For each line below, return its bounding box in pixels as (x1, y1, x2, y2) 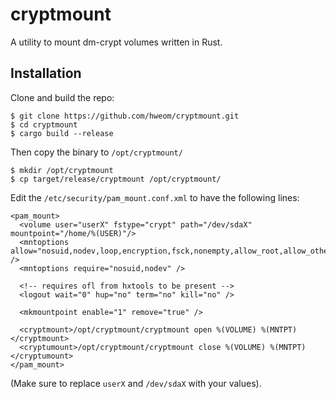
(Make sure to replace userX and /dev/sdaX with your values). (10, 377, 262, 389)
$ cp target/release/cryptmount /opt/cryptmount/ (10, 174, 222, 184)
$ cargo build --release (10, 128, 114, 138)
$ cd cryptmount (10, 119, 78, 130)
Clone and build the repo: (10, 91, 115, 103)
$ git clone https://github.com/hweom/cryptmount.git (10, 111, 240, 121)
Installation (10, 65, 82, 82)
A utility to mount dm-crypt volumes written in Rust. (10, 36, 223, 48)
